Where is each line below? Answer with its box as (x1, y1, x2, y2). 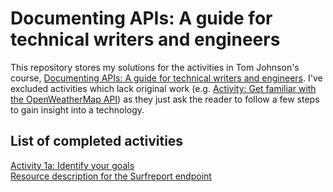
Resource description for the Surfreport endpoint (10, 170, 212, 182)
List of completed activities (10, 133, 184, 150)
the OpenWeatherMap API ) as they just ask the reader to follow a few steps (10, 93, 320, 105)
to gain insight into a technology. (10, 103, 145, 116)
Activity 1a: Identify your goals (10, 159, 135, 171)
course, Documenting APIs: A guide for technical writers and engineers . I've (10, 72, 323, 84)
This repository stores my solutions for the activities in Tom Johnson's (10, 61, 300, 73)
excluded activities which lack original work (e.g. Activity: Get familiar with (10, 82, 317, 94)
